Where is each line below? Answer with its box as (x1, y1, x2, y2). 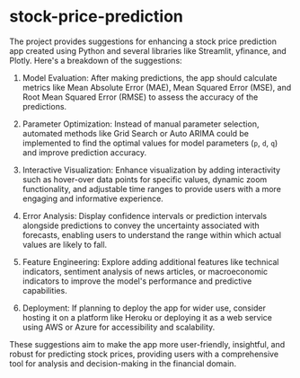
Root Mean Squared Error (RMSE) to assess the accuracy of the (22, 92, 259, 102)
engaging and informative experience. (22, 193, 163, 204)
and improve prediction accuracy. (22, 146, 147, 158)
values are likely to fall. (22, 239, 108, 250)
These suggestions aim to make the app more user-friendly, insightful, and (9, 338, 286, 349)
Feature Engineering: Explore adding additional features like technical (22, 256, 280, 267)
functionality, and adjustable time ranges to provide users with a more (22, 183, 281, 194)
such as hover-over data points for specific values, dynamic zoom (22, 173, 268, 185)
